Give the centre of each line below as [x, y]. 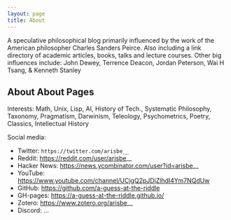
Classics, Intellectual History [48, 124]
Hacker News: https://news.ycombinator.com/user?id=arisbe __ [108, 166]
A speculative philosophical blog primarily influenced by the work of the [111, 40]
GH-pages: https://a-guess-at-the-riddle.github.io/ [91, 195]
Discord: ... [33, 210]
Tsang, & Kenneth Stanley [44, 70]
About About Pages [51, 92]
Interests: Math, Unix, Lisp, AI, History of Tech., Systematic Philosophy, [110, 109]
